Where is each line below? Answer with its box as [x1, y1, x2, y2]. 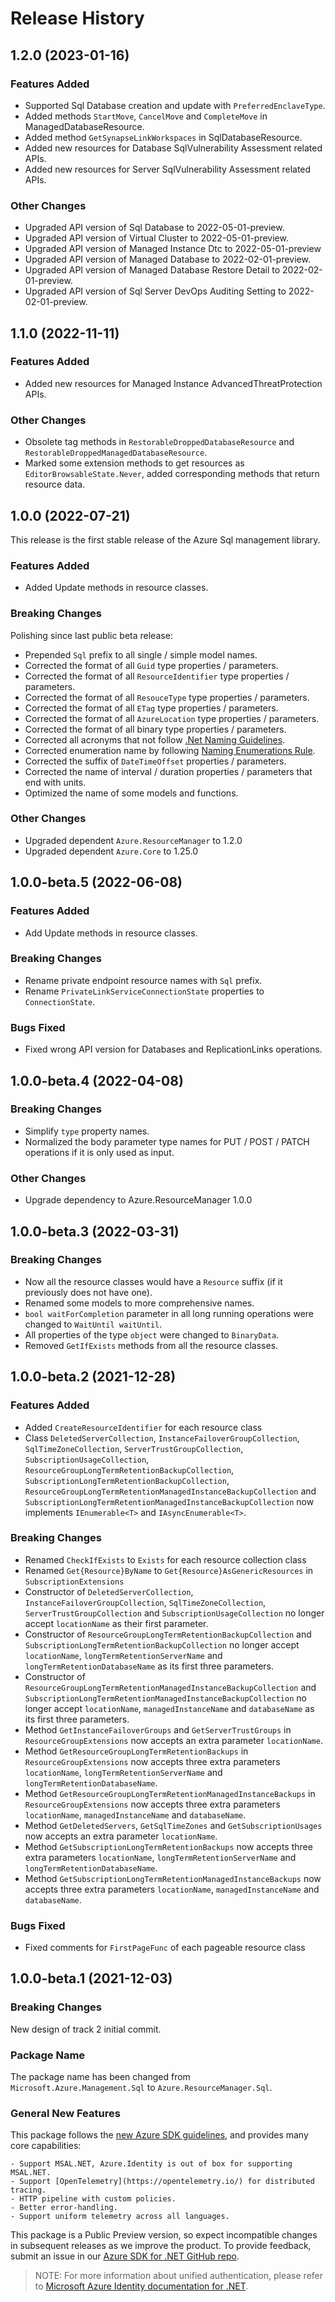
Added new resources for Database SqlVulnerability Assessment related [24, 142, 323, 154]
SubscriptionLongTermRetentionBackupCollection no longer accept [24, 1638, 300, 1651]
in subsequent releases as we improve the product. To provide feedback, [10, 2240, 312, 2252]
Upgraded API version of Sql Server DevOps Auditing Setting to [24, 285, 287, 297]
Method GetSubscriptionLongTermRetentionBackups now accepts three [24, 1840, 313, 1852]
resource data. [24, 478, 86, 491]
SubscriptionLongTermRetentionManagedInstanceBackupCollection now [24, 1495, 315, 1507]
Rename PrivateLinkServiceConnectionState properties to [24, 985, 265, 997]
